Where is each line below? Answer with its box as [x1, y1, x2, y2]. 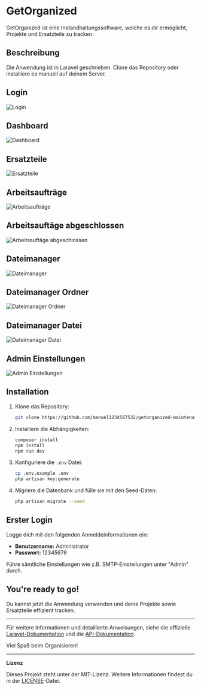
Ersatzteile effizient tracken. [6, 607, 75, 614]
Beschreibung [6, 48, 60, 58]
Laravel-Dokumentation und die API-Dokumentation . [6, 630, 136, 637]
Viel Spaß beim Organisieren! [6, 641, 78, 649]
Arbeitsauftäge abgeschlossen [6, 221, 124, 231]
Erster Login [6, 515, 53, 525]
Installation [6, 387, 49, 397]
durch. [6, 567, 23, 574]
